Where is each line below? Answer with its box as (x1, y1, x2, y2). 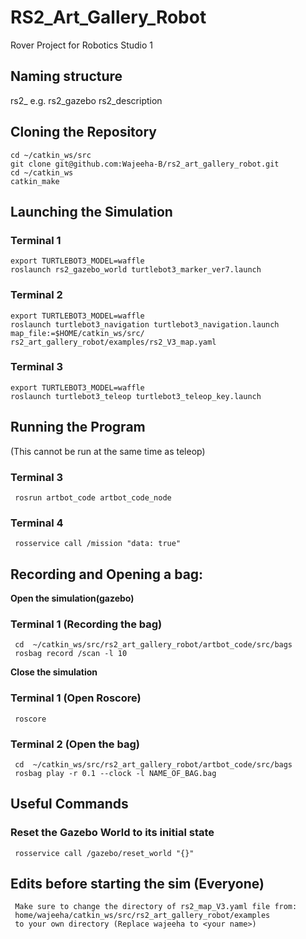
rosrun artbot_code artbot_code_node (14, 492, 172, 503)
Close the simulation (10, 666, 98, 678)
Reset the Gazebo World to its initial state (10, 826, 215, 840)
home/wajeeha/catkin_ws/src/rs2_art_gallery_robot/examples (14, 911, 271, 921)
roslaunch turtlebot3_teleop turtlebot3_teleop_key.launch (10, 391, 262, 401)
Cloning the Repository (10, 124, 157, 141)
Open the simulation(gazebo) (10, 592, 135, 605)
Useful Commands (10, 796, 129, 813)
